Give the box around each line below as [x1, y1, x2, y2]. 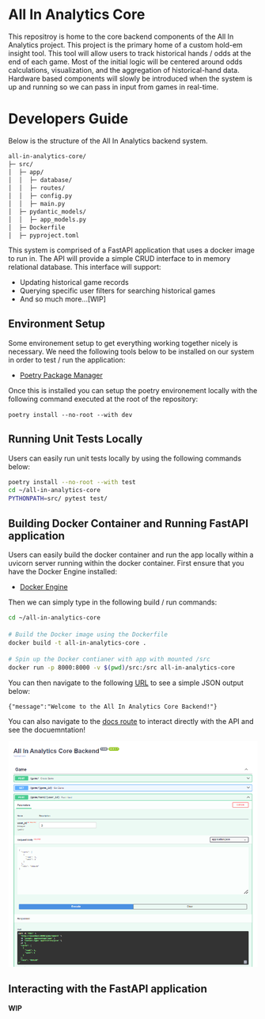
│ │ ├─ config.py [8, 191, 73, 199]
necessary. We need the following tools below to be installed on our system [8, 347, 255, 356]
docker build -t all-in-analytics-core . [8, 638, 147, 646]
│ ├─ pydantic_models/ [8, 207, 87, 215]
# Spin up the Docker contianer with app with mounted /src [8, 655, 211, 664]
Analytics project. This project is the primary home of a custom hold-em [8, 40, 243, 49]
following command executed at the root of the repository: [8, 394, 199, 403]
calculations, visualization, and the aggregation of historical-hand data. [8, 65, 240, 74]
